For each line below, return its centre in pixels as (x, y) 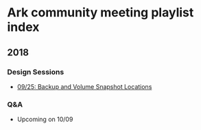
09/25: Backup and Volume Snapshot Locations (84, 86)
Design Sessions (36, 72)
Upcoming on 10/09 (45, 119)
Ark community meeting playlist (100, 13)
